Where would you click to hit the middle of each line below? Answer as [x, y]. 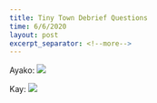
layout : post [34, 35]
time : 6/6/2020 [38, 26]
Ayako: [22, 70]
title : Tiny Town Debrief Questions [78, 18]
